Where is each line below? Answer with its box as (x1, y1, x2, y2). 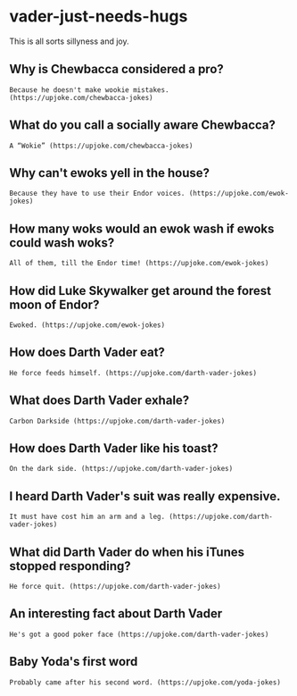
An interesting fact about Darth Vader (9, 606, 223, 622)
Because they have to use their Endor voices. (9, 189, 186, 198)
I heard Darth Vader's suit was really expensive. (9, 489, 281, 504)
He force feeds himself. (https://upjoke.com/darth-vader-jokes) (9, 368, 257, 377)
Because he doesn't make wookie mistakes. (9, 85, 169, 95)
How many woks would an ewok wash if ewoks (9, 221, 275, 236)
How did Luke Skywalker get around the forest (9, 283, 272, 298)
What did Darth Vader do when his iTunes (9, 544, 245, 559)
